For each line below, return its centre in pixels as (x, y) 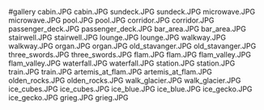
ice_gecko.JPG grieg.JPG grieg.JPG (68, 97)
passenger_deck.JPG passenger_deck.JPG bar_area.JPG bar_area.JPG (128, 29)
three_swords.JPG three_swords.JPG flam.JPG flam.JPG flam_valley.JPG (130, 55)
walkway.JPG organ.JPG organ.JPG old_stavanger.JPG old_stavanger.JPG (132, 46)
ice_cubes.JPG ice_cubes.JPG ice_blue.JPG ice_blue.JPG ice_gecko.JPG (130, 89)
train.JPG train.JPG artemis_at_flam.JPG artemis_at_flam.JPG (111, 72)
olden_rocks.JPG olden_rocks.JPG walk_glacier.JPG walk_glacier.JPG (125, 80)
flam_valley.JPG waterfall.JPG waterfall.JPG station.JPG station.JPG (122, 63)
